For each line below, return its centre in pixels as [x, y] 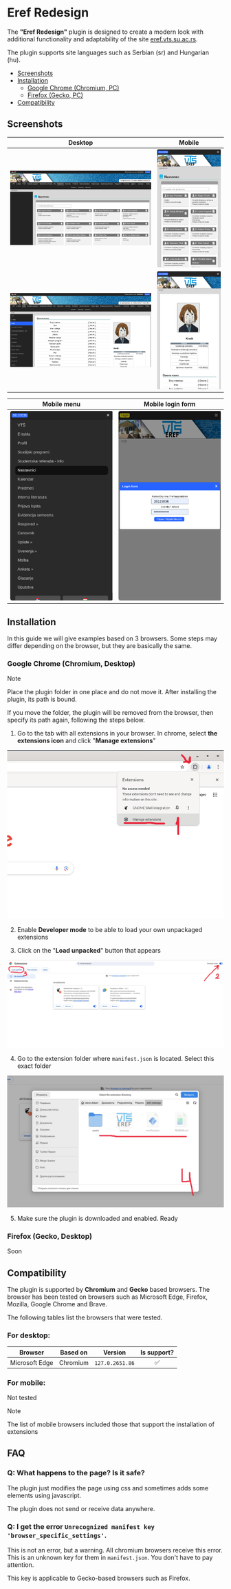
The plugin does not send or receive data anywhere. [81, 1508]
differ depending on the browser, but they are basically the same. [100, 646]
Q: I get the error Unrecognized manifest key [81, 1526]
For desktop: [29, 1335]
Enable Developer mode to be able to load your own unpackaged [110, 929]
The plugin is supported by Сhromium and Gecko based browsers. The [109, 1290]
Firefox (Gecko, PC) [55, 95]
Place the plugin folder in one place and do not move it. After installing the [112, 692]
